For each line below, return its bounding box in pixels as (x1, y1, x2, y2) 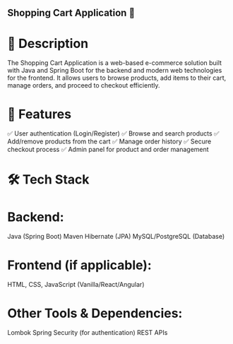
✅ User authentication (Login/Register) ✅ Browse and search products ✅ (7, 129, 220, 138)
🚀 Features (7, 106, 72, 122)
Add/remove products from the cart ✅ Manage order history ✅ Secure (7, 137, 212, 146)
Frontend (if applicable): (7, 257, 152, 273)
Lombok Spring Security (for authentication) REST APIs (7, 328, 168, 337)
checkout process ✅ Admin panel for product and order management (7, 146, 210, 154)
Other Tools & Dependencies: (7, 305, 183, 321)
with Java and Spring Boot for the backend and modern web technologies (7, 66, 222, 75)
